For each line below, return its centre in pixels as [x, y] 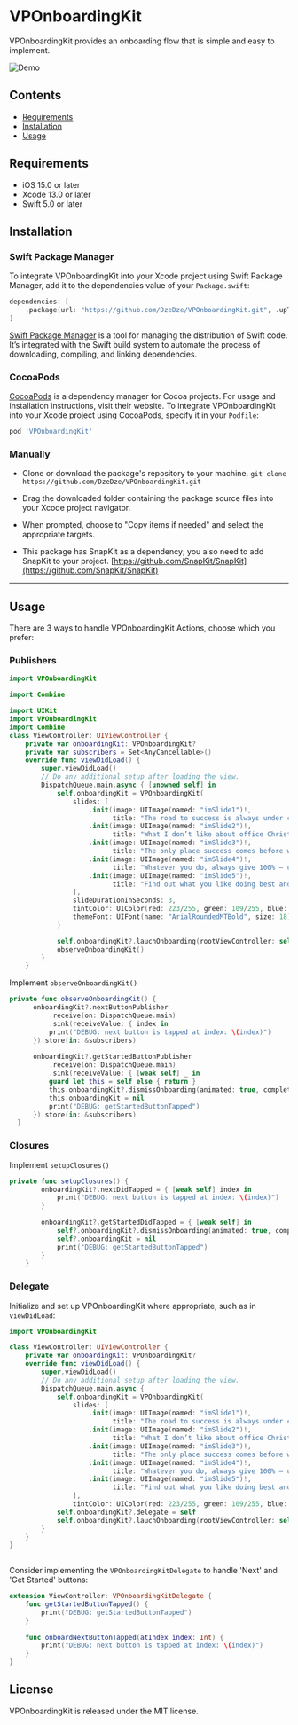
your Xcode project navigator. [76, 508]
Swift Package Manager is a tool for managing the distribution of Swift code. [149, 335]
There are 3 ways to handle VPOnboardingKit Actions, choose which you [142, 628]
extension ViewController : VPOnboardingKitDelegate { [111, 1596]
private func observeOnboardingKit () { [83, 1000]
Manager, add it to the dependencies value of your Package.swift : [129, 286]
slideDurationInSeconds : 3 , [124, 901]
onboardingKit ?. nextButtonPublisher [100, 1008]
